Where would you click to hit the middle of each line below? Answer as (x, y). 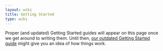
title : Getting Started (30, 14)
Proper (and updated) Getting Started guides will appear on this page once (82, 33)
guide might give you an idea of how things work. (56, 44)
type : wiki (16, 19)
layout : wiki (19, 10)
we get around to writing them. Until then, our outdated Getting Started (78, 38)
